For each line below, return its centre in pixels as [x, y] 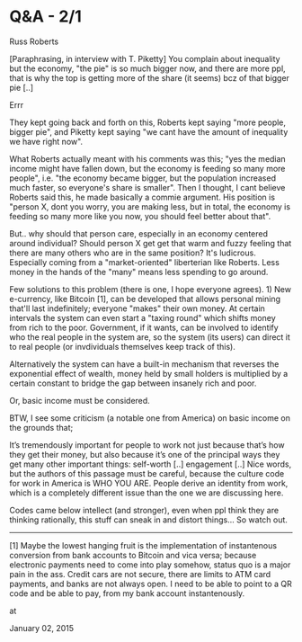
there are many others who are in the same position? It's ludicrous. [133, 253]
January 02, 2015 [42, 628]
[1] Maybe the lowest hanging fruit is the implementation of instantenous [143, 545]
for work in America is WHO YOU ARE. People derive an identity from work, [149, 483]
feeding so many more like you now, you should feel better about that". [140, 216]
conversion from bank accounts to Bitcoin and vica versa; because [133, 555]
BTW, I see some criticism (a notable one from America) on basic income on [150, 418]
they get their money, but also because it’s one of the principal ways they [145, 454]
